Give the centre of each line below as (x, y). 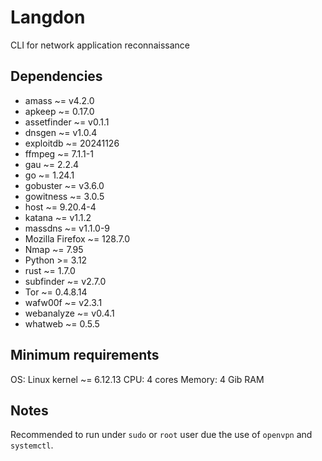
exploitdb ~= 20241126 (72, 143)
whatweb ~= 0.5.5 (62, 323)
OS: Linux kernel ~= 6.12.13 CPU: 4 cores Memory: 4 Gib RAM (137, 379)
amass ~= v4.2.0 (59, 100)
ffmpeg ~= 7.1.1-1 (59, 153)
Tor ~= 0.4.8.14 (56, 292)
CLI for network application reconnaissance (100, 45)
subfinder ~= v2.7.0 (65, 281)
